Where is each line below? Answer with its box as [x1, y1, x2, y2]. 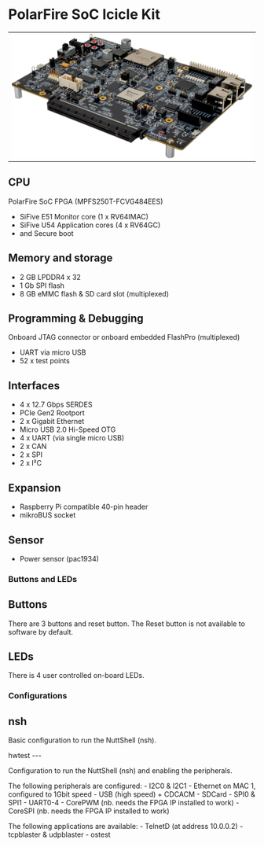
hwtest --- [8, 751, 42, 760]
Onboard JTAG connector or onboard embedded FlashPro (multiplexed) [8, 333, 240, 342]
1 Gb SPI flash [19, 281, 65, 290]
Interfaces [8, 379, 60, 392]
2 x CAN [19, 442, 47, 451]
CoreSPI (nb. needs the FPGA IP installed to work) [8, 806, 170, 816]
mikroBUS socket [19, 510, 76, 520]
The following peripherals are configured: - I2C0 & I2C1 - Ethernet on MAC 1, [8, 781, 256, 791]
